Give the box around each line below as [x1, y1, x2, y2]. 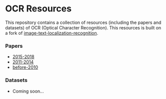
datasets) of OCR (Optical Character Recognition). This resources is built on [5, 24, 161, 30]
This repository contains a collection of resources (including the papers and [5, 19, 161, 25]
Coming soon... [12, 88, 44, 94]
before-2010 [12, 64, 38, 70]
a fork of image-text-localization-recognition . [5, 30, 98, 36]
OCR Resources [5, 3, 71, 14]
